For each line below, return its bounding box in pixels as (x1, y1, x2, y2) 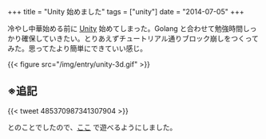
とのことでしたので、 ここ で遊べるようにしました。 (7, 122, 177, 132)
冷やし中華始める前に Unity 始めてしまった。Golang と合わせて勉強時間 (7, 24, 244, 33)
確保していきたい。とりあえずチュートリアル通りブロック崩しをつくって (21, 34, 259, 43)
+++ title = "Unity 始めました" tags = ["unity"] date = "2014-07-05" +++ (7, 7, 244, 16)
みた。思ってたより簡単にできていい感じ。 (7, 44, 148, 53)
